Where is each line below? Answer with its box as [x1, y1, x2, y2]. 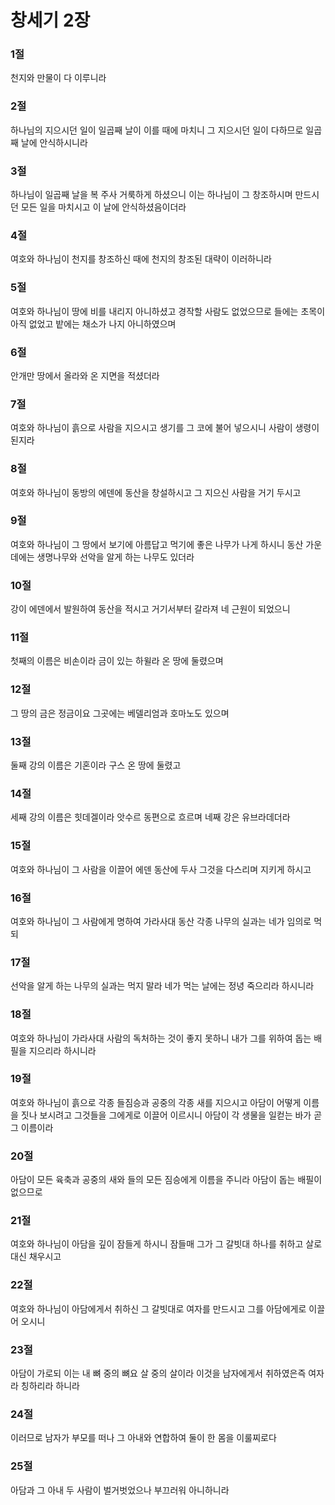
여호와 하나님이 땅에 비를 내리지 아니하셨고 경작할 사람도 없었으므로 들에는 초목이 [10, 305, 326, 317]
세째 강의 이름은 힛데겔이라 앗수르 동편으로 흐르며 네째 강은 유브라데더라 [10, 811, 291, 823]
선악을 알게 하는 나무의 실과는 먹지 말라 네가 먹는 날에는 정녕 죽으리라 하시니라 [10, 980, 315, 992]
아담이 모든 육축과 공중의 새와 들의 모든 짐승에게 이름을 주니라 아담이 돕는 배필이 [10, 1174, 323, 1186]
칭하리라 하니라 [20, 1380, 80, 1392]
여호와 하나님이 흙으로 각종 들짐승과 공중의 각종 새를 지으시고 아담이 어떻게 [10, 1096, 302, 1108]
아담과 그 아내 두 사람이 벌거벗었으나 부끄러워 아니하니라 [10, 1484, 230, 1496]
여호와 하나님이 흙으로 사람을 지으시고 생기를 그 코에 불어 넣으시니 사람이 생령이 [10, 422, 320, 434]
